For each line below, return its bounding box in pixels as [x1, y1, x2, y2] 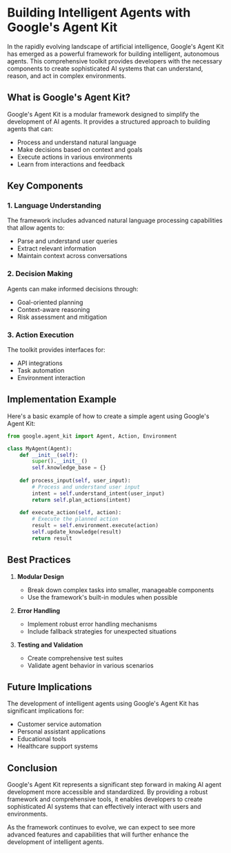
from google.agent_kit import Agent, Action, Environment [7, 433, 177, 440]
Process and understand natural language [17, 138, 137, 146]
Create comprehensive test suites [27, 654, 123, 662]
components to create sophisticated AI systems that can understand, [7, 64, 203, 72]
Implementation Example [7, 393, 117, 405]
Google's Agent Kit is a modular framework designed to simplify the [7, 110, 200, 118]
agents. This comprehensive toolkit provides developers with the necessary [7, 57, 223, 65]
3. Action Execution [7, 330, 74, 340]
